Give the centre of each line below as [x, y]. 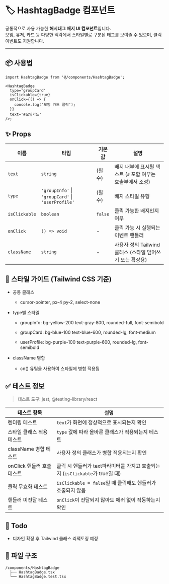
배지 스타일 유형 [132, 196]
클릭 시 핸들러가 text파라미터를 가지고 [99, 466]
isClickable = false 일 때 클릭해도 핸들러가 [106, 483]
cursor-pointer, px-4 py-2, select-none [60, 302]
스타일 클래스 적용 [28, 432]
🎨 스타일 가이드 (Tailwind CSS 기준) [58, 279]
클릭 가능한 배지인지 [137, 210]
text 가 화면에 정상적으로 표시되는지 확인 [102, 422]
